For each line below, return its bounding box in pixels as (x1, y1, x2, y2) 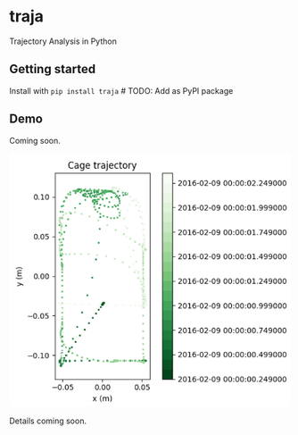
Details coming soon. (9, 415, 87, 426)
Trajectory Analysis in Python (9, 36, 118, 46)
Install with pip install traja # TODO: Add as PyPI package (9, 85, 234, 96)
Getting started (9, 62, 96, 77)
